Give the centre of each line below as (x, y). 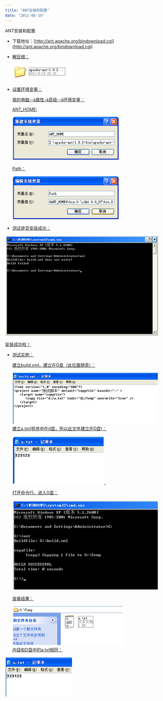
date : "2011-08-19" (25, 15)
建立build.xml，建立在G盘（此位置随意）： (54, 365)
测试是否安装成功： (31, 228)
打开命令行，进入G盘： (35, 493)
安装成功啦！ (18, 345)
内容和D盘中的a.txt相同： (37, 650)
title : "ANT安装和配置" (27, 10)
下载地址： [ (24, 41)
